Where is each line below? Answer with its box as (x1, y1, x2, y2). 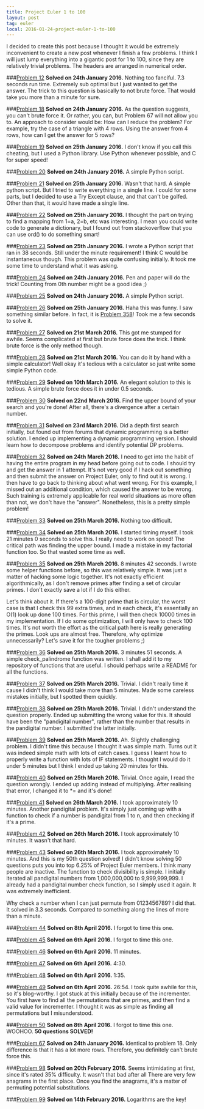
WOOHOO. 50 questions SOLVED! (6, 1028, 93, 1035)
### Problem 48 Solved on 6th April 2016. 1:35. (6, 971, 126, 979)
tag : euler (6, 20, 34, 26)
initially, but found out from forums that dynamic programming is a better (6, 429, 189, 436)
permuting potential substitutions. (6, 1084, 91, 1091)
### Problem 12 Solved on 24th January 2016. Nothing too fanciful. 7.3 (6, 74, 185, 81)
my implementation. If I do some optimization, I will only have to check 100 (6, 617, 193, 625)
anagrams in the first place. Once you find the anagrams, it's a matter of (6, 1077, 187, 1085)
